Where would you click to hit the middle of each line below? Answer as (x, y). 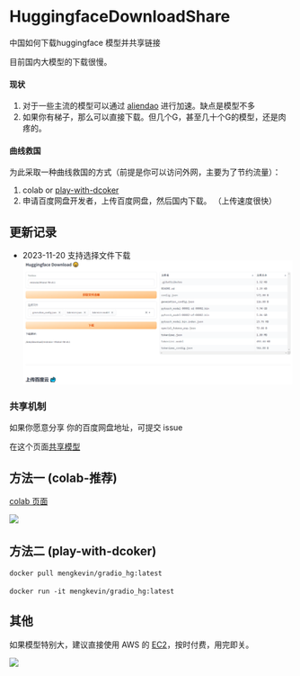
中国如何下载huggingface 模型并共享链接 (85, 42)
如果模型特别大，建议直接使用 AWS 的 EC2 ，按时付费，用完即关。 (132, 644)
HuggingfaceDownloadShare (120, 17)
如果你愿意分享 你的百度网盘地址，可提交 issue (96, 428)
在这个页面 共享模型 (45, 446)
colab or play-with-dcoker (71, 190)
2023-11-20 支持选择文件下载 (76, 256)
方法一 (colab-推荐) (63, 478)
